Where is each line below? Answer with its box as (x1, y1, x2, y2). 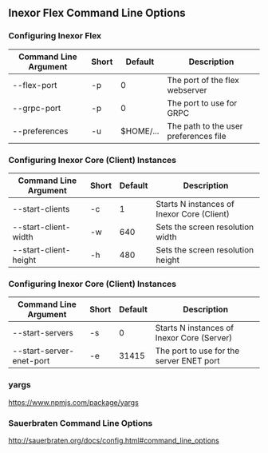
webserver (167, 84, 207, 95)
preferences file (167, 130, 227, 141)
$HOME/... (120, 125, 160, 137)
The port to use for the (155, 345, 240, 356)
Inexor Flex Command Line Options (8, 6, 186, 20)
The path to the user (167, 120, 243, 131)
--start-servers (12, 328, 73, 339)
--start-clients (12, 203, 70, 214)
